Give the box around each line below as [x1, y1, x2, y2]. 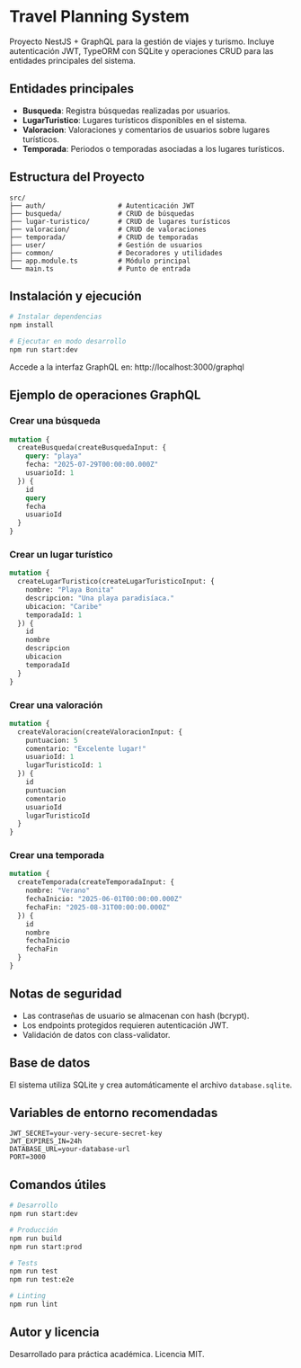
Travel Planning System [9, 6, 190, 27]
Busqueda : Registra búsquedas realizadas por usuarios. [22, 105, 231, 116]
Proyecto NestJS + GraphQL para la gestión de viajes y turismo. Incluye [9, 36, 275, 47]
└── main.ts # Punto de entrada [9, 264, 191, 273]
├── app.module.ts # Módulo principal [9, 256, 191, 265]
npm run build [9, 1234, 63, 1243]
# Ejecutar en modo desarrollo [9, 337, 127, 346]
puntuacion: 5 [25, 736, 78, 745]
